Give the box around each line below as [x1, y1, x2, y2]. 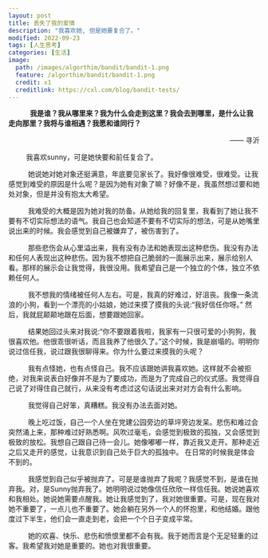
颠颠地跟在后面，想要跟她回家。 [42, 310, 148, 320]
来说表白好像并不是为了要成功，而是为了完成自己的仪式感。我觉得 [35, 374, 253, 383]
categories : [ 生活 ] [8, 49, 71, 57]
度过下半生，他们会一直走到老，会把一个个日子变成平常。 [8, 514, 197, 524]
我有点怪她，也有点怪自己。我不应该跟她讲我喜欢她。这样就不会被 [27, 363, 245, 373]
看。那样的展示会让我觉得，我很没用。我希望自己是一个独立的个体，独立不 [8, 263, 253, 273]
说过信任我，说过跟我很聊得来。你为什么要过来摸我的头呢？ [8, 347, 204, 356]
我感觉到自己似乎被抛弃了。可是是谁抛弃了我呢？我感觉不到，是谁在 [27, 474, 252, 484]
